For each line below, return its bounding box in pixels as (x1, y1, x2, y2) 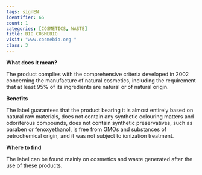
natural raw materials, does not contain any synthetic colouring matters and (6, 112, 194, 120)
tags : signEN (6, 8, 39, 15)
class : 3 (6, 43, 28, 49)
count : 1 (6, 20, 28, 26)
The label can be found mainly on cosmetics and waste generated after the (6, 155, 193, 162)
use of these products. (6, 162, 63, 169)
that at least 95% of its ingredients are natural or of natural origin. (6, 83, 169, 90)
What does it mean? (6, 58, 57, 66)
